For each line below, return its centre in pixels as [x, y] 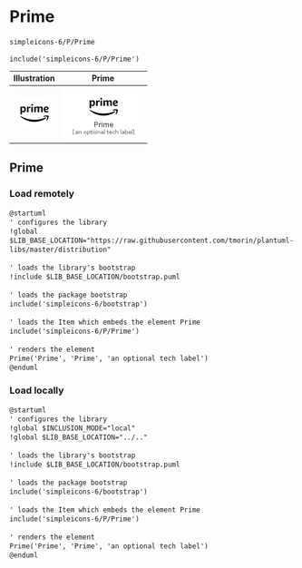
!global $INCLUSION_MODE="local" [73, 428]
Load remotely [42, 193]
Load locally [37, 390]
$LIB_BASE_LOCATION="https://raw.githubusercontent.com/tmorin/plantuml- [152, 240]
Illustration [34, 78]
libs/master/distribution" [60, 250]
